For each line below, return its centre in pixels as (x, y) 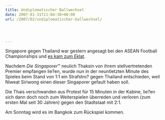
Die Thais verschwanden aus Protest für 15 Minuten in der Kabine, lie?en (80, 92)
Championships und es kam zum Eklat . (45, 56)
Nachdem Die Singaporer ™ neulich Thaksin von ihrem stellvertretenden (79, 66)
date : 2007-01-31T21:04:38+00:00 (40, 15)
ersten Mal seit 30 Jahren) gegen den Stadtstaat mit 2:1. (63, 102)
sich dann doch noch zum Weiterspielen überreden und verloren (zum (78, 97)
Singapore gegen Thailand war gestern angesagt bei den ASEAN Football (81, 51)
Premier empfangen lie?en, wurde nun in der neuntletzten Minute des (77, 71)
